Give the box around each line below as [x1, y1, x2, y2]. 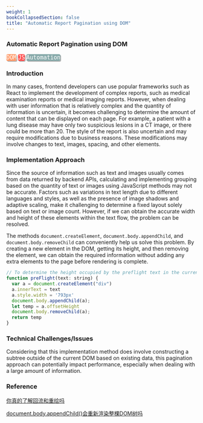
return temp [11, 314, 42, 320]
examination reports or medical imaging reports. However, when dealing [6, 95, 186, 103]
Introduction [6, 69, 43, 77]
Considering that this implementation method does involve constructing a [6, 348, 189, 355]
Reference [6, 383, 37, 391]
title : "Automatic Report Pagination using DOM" [6, 20, 131, 26]
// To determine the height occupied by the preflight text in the [6, 270, 180, 276]
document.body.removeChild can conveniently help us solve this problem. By [6, 239, 195, 246]
